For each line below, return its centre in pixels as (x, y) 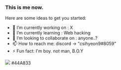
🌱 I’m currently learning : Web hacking (51, 33)
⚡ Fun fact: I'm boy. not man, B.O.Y (48, 51)
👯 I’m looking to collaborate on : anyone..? (55, 38)
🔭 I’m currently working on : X (43, 28)
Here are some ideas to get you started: (46, 18)
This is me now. (24, 7)
